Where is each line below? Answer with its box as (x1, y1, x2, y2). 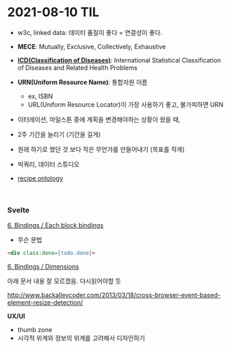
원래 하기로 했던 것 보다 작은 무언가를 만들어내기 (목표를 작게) (17, 145, 185, 153)
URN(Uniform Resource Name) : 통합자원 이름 (17, 78, 148, 86)
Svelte (7, 205, 30, 215)
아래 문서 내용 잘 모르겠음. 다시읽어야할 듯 (7, 277, 121, 285)
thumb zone (17, 326, 53, 334)
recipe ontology (17, 173, 63, 183)
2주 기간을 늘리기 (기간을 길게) (17, 130, 101, 138)
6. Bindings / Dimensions (7, 263, 79, 271)
